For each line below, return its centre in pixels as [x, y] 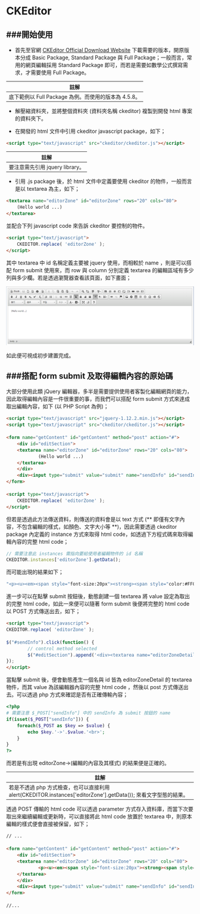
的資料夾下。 [30, 118]
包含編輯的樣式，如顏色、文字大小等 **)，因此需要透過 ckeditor [99, 526]
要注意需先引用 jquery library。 [47, 167]
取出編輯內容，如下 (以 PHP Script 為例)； [57, 406]
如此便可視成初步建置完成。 [40, 355]
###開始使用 [29, 34]
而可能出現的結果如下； [35, 572]
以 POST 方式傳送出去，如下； [43, 611]
